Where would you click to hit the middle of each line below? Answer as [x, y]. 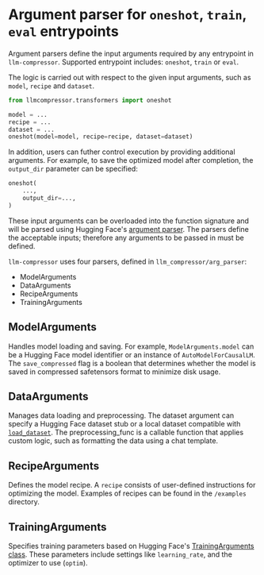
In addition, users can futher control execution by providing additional [122, 152]
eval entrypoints [63, 31]
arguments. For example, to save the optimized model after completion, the [131, 160]
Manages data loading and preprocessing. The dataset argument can [121, 415]
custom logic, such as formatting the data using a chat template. [113, 441]
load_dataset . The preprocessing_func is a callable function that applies [126, 432]
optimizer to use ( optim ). [48, 563]
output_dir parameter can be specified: [73, 169]
